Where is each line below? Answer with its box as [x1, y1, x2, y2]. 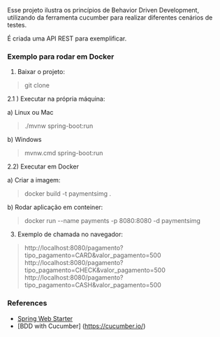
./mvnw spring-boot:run [24, 122, 94, 130]
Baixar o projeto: [17, 68, 65, 76]
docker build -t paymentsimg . [24, 189, 112, 198]
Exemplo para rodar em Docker [7, 52, 115, 62]
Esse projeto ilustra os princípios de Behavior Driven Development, [7, 6, 200, 14]
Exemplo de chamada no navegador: [17, 230, 124, 238]
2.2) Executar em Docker [7, 162, 79, 171]
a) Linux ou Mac [7, 108, 54, 117]
